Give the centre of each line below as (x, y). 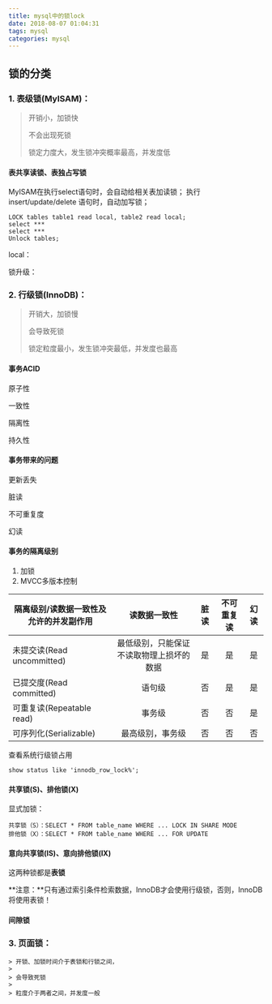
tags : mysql (28, 31)
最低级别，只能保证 (153, 643)
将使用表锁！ (30, 900)
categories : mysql (39, 39)
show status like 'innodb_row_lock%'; (74, 770)
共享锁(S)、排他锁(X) (44, 789)
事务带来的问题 (33, 460)
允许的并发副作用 (60, 621)
